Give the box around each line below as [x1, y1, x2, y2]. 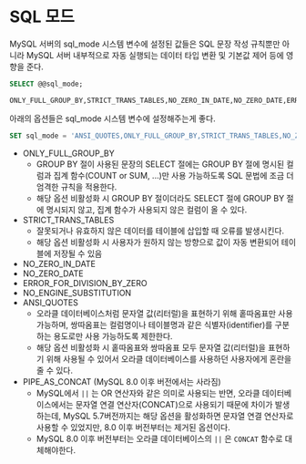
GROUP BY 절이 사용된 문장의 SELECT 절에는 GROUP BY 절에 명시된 [36, 159, 285, 170]
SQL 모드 [9, 6, 76, 27]
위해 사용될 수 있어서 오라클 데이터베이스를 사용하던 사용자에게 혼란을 [46, 353, 292, 364]
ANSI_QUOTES [22, 296, 79, 308]
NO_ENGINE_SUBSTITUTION [22, 287, 132, 298]
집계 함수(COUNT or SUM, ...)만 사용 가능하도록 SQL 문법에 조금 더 [53, 170, 294, 180]
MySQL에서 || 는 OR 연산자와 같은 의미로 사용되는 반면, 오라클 [36, 387, 260, 398]
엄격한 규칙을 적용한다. [36, 181, 117, 192]
